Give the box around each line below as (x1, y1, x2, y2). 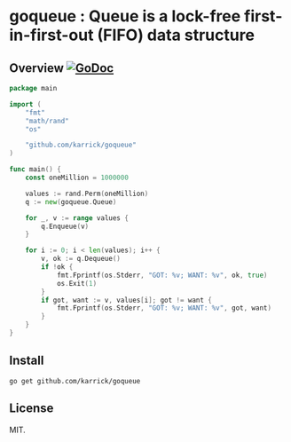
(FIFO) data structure (97, 25, 256, 45)
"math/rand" (25, 116, 69, 125)
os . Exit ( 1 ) (56, 279, 98, 288)
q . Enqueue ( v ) (41, 222, 90, 231)
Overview (9, 60, 65, 75)
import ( (9, 99, 42, 108)
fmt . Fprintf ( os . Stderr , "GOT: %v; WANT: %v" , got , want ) (56, 304, 272, 312)
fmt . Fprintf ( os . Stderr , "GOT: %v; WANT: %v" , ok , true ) (56, 271, 268, 280)
